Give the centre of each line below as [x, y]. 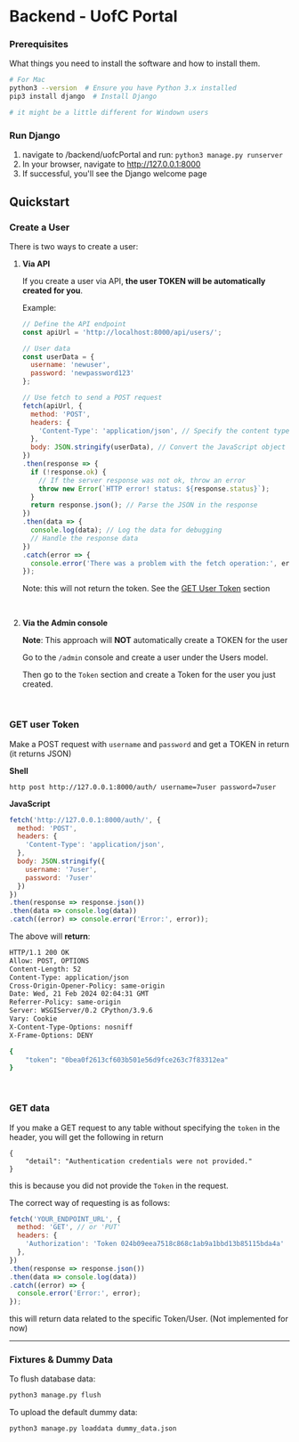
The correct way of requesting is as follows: [90, 1202]
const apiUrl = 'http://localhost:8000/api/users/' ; [122, 332]
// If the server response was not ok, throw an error [142, 480]
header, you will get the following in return [86, 1136]
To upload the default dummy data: [73, 1413]
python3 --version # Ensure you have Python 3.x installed [123, 88]
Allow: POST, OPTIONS [49, 961]
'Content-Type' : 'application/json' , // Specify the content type [164, 431]
